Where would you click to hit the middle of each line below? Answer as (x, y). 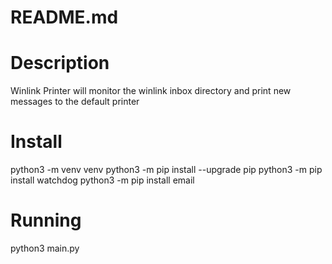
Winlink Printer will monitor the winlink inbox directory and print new (151, 91)
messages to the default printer (75, 102)
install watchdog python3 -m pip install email (102, 180)
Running (46, 220)
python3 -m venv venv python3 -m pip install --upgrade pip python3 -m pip (166, 170)
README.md (64, 17)
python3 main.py (45, 248)
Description (60, 63)
